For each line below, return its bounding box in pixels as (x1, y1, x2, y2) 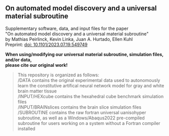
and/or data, (5, 57, 32, 63)
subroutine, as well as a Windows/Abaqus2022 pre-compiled (17, 115, 145, 121)
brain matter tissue (17, 88, 57, 94)
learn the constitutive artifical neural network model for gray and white (17, 82, 164, 88)
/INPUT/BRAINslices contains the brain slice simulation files (17, 104, 142, 110)
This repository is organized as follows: (17, 72, 99, 78)
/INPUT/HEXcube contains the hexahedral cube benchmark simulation (17, 93, 164, 99)
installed (17, 125, 35, 131)
